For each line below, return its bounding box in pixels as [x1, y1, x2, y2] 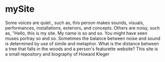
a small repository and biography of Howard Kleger [5, 51, 110, 57]
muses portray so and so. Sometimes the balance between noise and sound [5, 35, 161, 41]
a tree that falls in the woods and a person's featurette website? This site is [5, 46, 158, 52]
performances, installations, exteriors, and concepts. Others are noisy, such [5, 25, 160, 31]
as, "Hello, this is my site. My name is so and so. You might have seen [5, 30, 148, 36]
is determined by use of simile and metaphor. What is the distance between [5, 40, 160, 46]
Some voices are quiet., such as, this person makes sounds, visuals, [5, 20, 145, 26]
